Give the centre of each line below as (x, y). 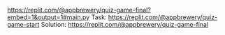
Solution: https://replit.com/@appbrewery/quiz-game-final (125, 24)
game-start (23, 24)
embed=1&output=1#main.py (49, 17)
